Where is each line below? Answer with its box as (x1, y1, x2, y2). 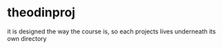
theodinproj (7, 5, 76, 20)
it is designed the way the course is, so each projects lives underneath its (7, 27, 216, 35)
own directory (7, 34, 47, 42)
